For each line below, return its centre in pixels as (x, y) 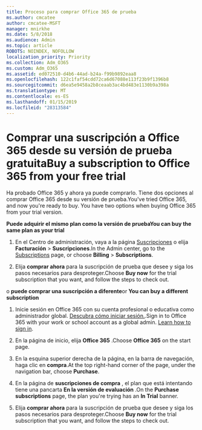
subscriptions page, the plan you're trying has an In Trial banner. (96, 396)
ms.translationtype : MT (36, 91)
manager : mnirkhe (28, 29)
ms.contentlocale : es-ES (37, 96)
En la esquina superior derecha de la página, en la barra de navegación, (105, 359)
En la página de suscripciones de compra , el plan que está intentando (103, 383)
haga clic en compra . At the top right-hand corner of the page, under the (105, 365)
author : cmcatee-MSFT (34, 23)
